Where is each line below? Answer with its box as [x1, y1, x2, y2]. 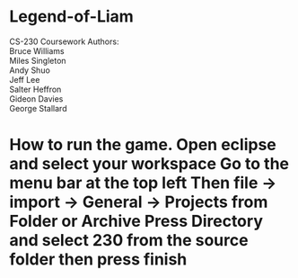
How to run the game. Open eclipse [9, 135, 276, 155]
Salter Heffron [9, 84, 62, 94]
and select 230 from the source [9, 230, 249, 251]
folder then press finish [9, 249, 188, 270]
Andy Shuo [9, 65, 51, 76]
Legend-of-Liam [9, 6, 135, 27]
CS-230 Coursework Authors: [9, 36, 119, 47]
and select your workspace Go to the [9, 154, 290, 175]
